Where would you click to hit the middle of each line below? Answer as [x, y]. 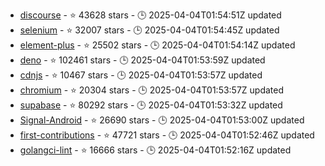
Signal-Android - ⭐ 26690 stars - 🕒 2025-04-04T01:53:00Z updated [162, 120]
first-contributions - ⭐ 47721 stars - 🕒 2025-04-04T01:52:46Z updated [167, 135]
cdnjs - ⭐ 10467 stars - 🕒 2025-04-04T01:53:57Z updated [141, 75]
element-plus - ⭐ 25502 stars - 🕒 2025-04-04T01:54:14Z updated [157, 45]
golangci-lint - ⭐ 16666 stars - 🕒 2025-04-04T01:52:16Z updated [155, 150]
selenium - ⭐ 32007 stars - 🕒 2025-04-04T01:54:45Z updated [149, 30]
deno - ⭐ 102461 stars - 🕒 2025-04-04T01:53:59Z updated [142, 60]
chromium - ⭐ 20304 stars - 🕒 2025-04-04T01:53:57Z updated [152, 90]
